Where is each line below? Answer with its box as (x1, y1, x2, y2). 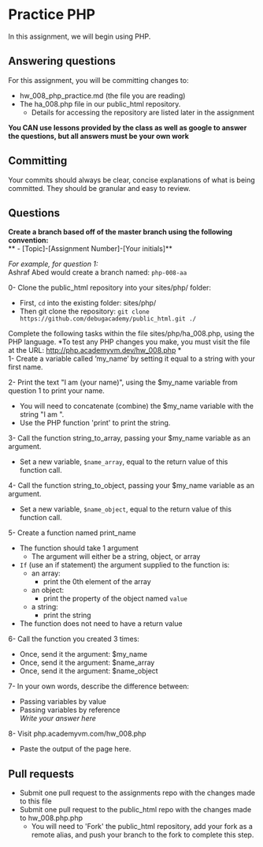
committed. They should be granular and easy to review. (8, 183, 191, 193)
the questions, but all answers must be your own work (8, 131, 189, 141)
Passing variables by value (19, 697, 106, 706)
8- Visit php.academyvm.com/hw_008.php (8, 729, 147, 739)
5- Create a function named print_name (8, 528, 136, 538)
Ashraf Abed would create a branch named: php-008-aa (8, 268, 187, 277)
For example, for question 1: (8, 259, 98, 269)
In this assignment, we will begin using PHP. (8, 32, 151, 41)
